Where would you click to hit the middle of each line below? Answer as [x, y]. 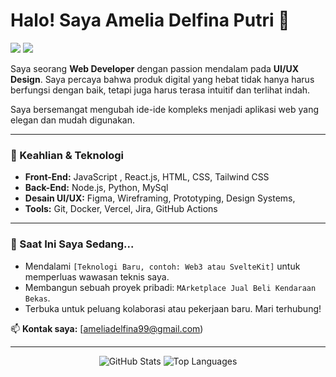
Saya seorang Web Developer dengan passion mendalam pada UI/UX [155, 68]
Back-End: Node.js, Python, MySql [96, 188]
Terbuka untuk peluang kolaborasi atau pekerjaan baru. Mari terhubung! [173, 308]
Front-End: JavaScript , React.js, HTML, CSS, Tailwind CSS [147, 177]
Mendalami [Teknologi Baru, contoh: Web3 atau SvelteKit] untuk [162, 266]
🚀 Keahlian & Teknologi [67, 155]
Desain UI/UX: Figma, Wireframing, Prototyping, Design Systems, [160, 198]
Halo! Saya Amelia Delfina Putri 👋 [150, 20]
